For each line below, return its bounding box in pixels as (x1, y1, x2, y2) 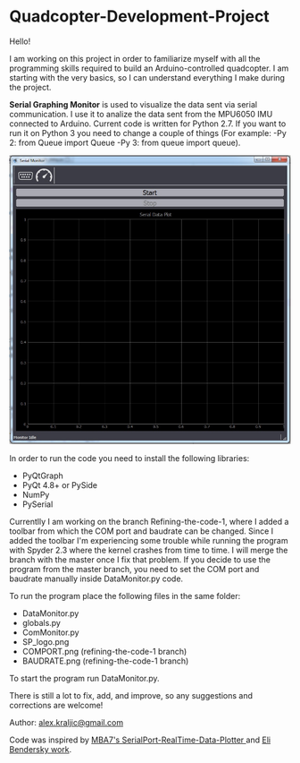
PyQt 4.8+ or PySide (21, 480, 98, 491)
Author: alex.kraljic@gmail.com (9, 717, 123, 728)
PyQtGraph (21, 470, 64, 481)
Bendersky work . (9, 744, 72, 755)
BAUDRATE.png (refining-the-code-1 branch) (21, 656, 189, 666)
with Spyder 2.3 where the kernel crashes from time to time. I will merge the (9, 544, 288, 556)
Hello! (9, 36, 31, 47)
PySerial (21, 499, 54, 510)
